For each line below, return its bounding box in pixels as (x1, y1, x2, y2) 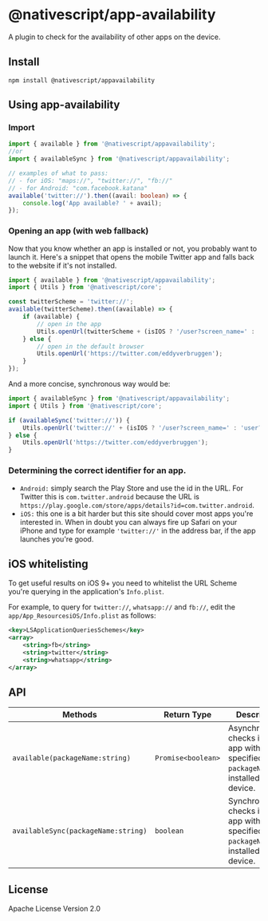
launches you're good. (19, 534, 94, 544)
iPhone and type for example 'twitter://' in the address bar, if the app (19, 526, 256, 535)
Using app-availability (8, 98, 120, 112)
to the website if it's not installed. (8, 260, 117, 270)
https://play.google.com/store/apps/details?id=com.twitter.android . (19, 500, 255, 510)
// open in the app (37, 320, 102, 328)
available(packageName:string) (12, 753, 132, 763)
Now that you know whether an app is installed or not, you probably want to (8, 244, 258, 253)
